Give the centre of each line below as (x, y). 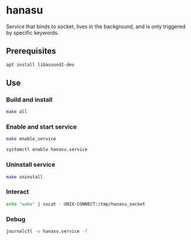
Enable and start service (42, 127)
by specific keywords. (33, 32)
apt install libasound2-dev (40, 65)
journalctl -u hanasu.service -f (47, 231)
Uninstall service (31, 165)
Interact (18, 192)
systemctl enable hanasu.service (47, 150)
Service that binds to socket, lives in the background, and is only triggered (96, 26)
